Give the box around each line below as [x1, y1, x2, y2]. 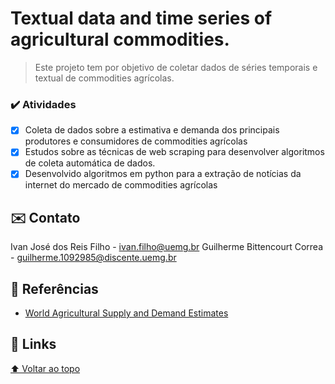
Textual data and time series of [10, 7, 273, 30]
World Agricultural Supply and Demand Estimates [24, 307, 229, 319]
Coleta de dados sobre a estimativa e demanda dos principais [24, 124, 280, 136]
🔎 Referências [10, 280, 99, 297]
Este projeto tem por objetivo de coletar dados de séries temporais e [34, 61, 318, 73]
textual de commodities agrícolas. [34, 72, 175, 84]
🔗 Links [10, 336, 57, 353]
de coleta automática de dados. [24, 157, 156, 169]
